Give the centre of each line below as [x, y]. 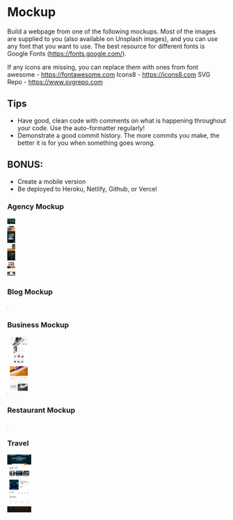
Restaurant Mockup [41, 410]
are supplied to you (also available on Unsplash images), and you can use [113, 38]
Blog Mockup [30, 292]
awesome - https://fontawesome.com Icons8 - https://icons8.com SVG [109, 74]
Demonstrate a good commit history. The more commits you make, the [118, 135]
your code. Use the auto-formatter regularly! [81, 128]
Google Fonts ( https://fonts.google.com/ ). [67, 54]
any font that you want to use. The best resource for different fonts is [106, 46]
